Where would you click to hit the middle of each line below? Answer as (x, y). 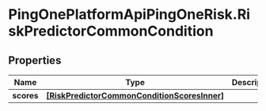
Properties (35, 60)
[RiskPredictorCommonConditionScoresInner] (135, 96)
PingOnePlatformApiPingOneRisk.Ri (129, 15)
